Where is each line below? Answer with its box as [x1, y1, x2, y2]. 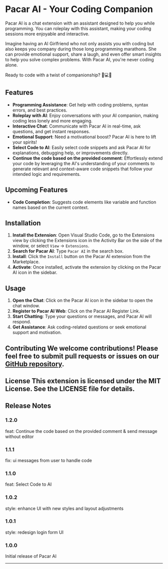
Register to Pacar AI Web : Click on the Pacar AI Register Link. [12, 308, 140, 314]
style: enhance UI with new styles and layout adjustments [5, 505, 124, 511]
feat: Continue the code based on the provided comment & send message [5, 428, 157, 434]
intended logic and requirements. [12, 171, 81, 177]
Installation [5, 218, 41, 227]
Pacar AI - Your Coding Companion [5, 4, 153, 15]
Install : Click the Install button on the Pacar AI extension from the [12, 254, 151, 260]
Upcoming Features [5, 186, 68, 194]
